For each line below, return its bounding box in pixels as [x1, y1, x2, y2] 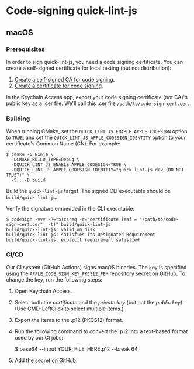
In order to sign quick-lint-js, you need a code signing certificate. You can [6, 58, 183, 65]
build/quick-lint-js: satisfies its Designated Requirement [6, 232, 156, 238]
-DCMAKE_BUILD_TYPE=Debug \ [11, 157, 80, 163]
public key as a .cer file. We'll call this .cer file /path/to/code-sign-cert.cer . [6, 100, 189, 107]
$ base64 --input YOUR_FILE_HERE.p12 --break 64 [14, 346, 138, 353]
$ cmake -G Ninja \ [6, 151, 54, 158]
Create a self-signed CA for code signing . [14, 76, 115, 83]
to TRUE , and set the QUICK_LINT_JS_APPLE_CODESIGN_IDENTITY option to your [6, 134, 186, 141]
